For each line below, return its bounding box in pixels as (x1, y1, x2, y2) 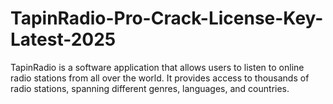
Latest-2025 (10, 28, 117, 51)
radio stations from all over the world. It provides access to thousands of (10, 72, 310, 84)
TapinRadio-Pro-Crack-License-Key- (10, 7, 324, 30)
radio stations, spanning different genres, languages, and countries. (10, 82, 290, 94)
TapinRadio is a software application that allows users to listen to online (10, 61, 305, 73)
